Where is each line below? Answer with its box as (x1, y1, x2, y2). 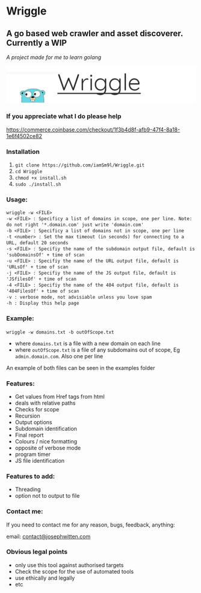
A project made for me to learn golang (6, 54, 102, 61)
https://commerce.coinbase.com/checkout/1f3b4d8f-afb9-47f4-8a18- (6, 125, 181, 133)
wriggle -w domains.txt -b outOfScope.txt (6, 329, 114, 335)
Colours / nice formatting (14, 437, 78, 445)
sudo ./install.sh (14, 182, 61, 188)
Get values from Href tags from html (14, 393, 105, 400)
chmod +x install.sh (14, 175, 67, 182)
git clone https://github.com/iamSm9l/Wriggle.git (14, 162, 145, 168)
